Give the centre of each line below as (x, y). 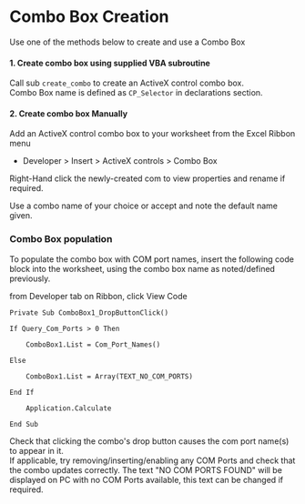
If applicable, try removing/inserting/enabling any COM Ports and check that (152, 460)
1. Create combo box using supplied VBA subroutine (110, 63)
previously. (30, 278)
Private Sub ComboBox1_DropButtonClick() (89, 312)
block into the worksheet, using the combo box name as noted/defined (142, 268)
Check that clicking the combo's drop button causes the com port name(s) (149, 441)
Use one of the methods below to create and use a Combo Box (127, 42)
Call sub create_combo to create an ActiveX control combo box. (127, 83)
